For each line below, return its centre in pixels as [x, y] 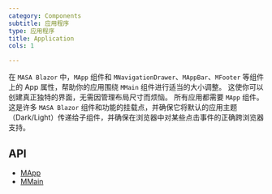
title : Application [41, 38]
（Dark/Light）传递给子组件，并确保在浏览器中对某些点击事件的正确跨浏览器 [136, 117]
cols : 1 [22, 46]
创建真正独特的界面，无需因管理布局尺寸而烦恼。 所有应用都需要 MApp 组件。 [136, 97]
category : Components [45, 16]
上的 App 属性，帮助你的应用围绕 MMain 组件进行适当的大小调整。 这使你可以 [136, 87]
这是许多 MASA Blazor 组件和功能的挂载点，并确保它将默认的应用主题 [123, 108]
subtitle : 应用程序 [39, 23]
